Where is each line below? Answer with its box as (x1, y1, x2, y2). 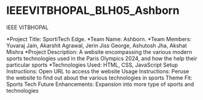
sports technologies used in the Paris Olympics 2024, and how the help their (6, 55, 198, 62)
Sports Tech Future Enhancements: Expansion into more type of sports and (6, 80, 195, 88)
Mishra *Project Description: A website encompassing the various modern (6, 48, 192, 55)
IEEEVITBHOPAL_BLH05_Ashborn (6, 4, 180, 18)
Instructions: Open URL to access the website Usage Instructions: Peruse (6, 67, 190, 75)
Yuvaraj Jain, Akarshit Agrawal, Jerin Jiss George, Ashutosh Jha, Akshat (6, 42, 187, 49)
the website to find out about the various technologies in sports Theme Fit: (6, 74, 193, 81)
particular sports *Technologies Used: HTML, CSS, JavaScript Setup (6, 61, 178, 68)
